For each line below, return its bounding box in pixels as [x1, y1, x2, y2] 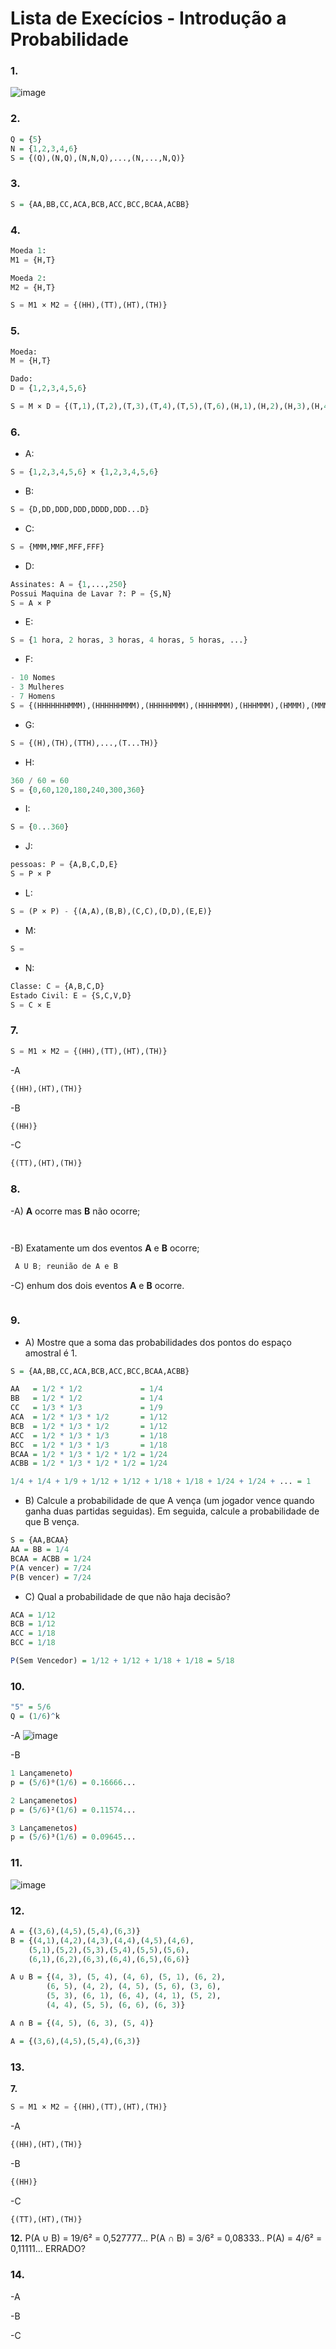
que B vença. [24, 1516, 80, 1528]
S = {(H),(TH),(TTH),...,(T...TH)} [10, 738, 159, 748]
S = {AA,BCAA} [10, 1535, 70, 1546]
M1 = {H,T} [10, 255, 56, 265]
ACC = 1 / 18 [10, 1628, 56, 1639]
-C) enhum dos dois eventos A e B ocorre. [10, 1280, 185, 1292]
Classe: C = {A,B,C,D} [10, 981, 105, 991]
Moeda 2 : [10, 273, 47, 283]
